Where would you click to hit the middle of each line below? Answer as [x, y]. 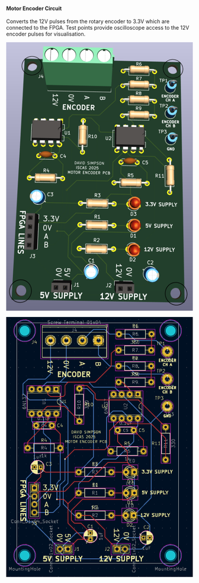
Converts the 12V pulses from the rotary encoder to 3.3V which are [88, 21]
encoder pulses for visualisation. [46, 34]
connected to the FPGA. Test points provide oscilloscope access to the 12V [98, 28]
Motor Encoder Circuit [34, 8]
